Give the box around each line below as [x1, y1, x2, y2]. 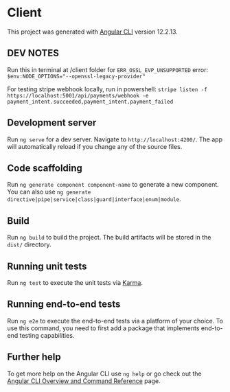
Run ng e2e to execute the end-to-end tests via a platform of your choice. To [7, 316, 224, 325]
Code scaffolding [7, 162, 82, 174]
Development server [7, 117, 97, 128]
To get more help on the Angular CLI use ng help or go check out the [7, 369, 202, 378]
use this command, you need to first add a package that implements [7, 324, 200, 332]
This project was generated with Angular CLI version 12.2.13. [7, 27, 179, 36]
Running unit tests [7, 260, 87, 272]
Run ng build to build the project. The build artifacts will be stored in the [7, 233, 211, 242]
